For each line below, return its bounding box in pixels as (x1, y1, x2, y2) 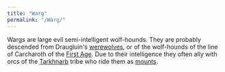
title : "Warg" (7, 10, 48, 17)
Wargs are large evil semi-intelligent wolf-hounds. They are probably (7, 35, 201, 43)
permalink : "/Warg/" (7, 16, 67, 23)
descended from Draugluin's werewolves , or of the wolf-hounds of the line (7, 43, 218, 51)
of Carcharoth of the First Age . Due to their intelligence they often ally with (7, 49, 217, 58)
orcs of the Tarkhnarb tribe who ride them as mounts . (7, 57, 158, 65)
